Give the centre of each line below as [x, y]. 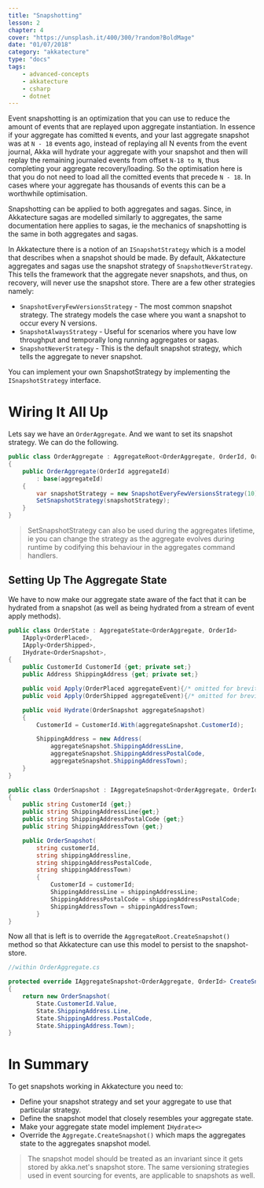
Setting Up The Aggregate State [88, 580]
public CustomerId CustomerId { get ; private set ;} [107, 667]
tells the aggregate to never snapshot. [81, 357]
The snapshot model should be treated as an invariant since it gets [135, 1159]
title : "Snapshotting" [45, 15]
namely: [21, 291]
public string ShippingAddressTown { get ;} [93, 826]
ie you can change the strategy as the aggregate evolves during [131, 539]
